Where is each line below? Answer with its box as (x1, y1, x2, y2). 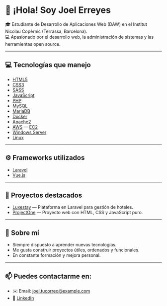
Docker (12, 113, 28, 119)
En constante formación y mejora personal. (12, 252, 101, 258)
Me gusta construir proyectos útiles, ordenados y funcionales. (12, 247, 140, 253)
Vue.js (12, 172, 26, 178)
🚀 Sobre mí (5, 229, 39, 237)
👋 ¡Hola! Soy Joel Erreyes (5, 4, 111, 16)
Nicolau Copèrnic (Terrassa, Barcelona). (5, 28, 87, 34)
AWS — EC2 (12, 124, 38, 130)
